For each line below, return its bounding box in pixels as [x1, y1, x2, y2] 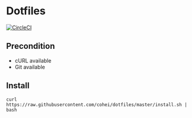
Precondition [6, 41, 55, 51]
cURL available [14, 57, 52, 64]
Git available [14, 63, 46, 70]
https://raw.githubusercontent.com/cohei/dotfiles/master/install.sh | [6, 101, 187, 108]
